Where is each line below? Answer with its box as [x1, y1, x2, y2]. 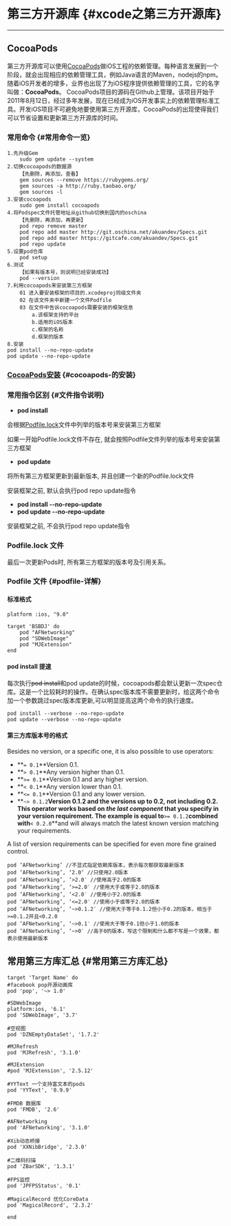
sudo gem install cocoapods [19, 202, 100, 209]
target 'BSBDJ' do [7, 623, 60, 630]
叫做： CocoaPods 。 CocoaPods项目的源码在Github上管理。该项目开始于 [7, 88, 214, 96]
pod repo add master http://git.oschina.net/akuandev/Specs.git [19, 229, 208, 236]
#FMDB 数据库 [7, 1100, 41, 1107]
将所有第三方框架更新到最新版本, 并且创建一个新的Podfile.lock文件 [7, 472, 195, 480]
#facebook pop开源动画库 [7, 981, 74, 988]
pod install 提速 [7, 663, 52, 671]
